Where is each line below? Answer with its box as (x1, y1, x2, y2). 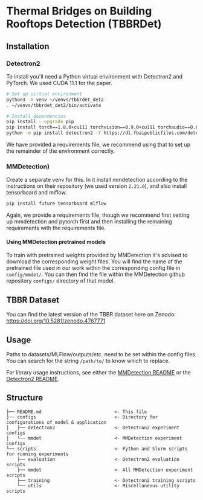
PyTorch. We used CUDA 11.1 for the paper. (6, 79, 113, 86)
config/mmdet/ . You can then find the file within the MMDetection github (6, 271, 185, 278)
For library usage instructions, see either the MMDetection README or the (6, 369, 192, 376)
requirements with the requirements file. (6, 225, 106, 232)
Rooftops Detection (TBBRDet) (6, 17, 162, 31)
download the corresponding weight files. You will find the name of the (6, 258, 182, 265)
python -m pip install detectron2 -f (6, 130, 101, 136)
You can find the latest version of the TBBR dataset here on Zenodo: (6, 311, 176, 318)
